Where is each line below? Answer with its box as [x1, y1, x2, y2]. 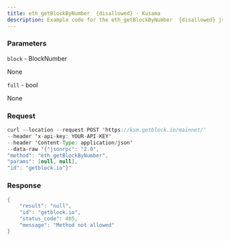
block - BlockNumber [7, 54, 67, 62]
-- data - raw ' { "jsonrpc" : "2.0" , [7, 145, 99, 152]
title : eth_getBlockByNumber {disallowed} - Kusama [7, 10, 161, 17]
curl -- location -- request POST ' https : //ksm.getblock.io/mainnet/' [7, 127, 207, 134]
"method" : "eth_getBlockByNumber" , [7, 152, 109, 159]
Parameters [7, 39, 47, 48]
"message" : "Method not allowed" [19, 222, 115, 229]
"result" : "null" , [19, 203, 72, 210]
